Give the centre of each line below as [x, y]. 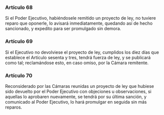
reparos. [14, 107]
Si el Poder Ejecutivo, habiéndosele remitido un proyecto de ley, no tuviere [81, 18]
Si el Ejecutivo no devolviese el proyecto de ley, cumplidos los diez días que [82, 52]
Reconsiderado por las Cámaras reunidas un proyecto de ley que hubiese [80, 86]
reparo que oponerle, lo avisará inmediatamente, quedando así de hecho [79, 23]
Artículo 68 [19, 7]
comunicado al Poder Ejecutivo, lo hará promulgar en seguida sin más [76, 102]
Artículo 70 [19, 76]
